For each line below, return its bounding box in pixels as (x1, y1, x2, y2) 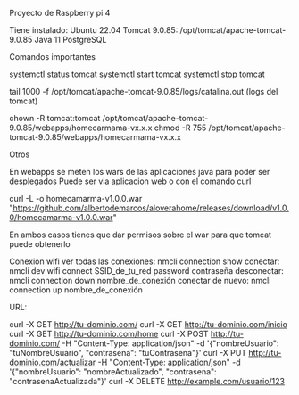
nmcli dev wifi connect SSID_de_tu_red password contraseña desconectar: (9, 266, 284, 276)
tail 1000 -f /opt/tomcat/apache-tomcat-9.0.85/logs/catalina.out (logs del (9, 86, 278, 96)
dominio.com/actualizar (9, 357, 96, 367)
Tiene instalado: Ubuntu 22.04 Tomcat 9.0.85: (9, 25, 179, 35)
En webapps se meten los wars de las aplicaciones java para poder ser (9, 167, 270, 177)
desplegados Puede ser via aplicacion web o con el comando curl (9, 176, 252, 186)
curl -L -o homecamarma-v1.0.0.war (9, 193, 143, 203)
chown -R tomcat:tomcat (9, 113, 101, 123)
